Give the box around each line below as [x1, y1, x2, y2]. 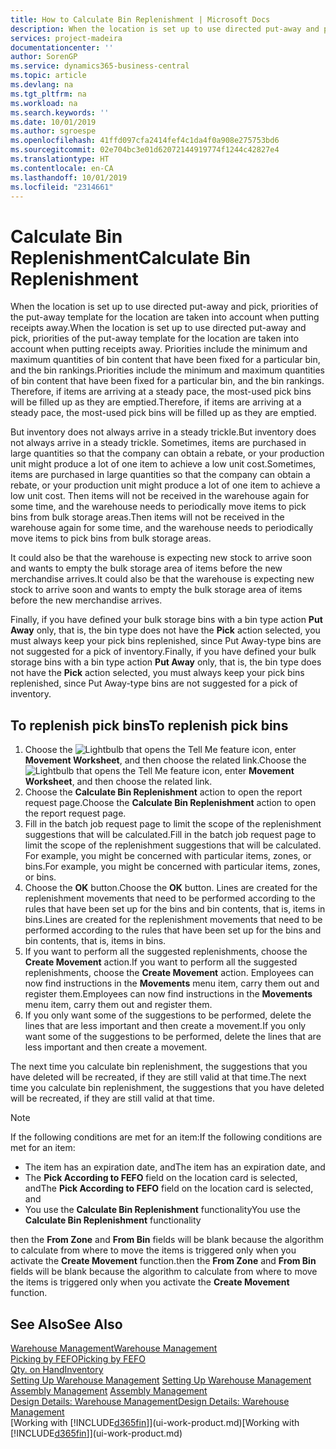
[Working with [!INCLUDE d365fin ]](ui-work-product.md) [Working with [10, 1416, 300, 1428]
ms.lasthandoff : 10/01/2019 [10, 172, 128, 183]
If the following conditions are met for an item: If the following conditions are [10, 1131, 323, 1143]
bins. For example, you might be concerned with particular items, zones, [24, 861, 321, 873]
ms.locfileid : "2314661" [10, 182, 114, 192]
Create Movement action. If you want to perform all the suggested [24, 956, 298, 968]
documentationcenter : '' [10, 42, 114, 53]
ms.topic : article [10, 71, 87, 81]
